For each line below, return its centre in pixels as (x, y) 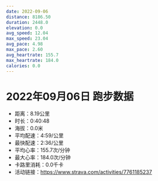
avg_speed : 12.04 (27, 33)
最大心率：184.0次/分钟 (43, 158)
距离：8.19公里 (32, 114)
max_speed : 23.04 (27, 39)
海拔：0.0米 (29, 128)
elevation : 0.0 (25, 28)
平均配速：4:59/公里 (39, 135)
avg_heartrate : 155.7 (32, 55)
